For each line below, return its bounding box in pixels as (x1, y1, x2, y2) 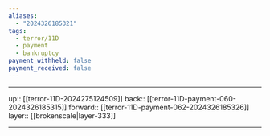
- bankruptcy (15, 49, 59, 57)
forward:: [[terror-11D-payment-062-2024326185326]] (68, 102, 250, 112)
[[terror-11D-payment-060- (146, 93, 237, 103)
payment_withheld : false (8, 57, 92, 65)
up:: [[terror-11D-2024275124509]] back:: (8, 93, 145, 103)
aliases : (8, 11, 38, 20)
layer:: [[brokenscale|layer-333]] (8, 110, 117, 121)
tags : (8, 27, 27, 35)
